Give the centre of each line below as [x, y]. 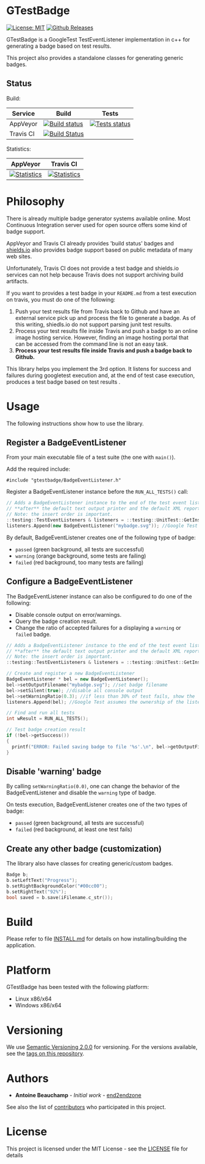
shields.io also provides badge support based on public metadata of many [100, 250]
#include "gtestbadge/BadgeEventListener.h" [64, 480]
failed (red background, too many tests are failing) [79, 562]
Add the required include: [38, 469]
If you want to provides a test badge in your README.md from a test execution [101, 293]
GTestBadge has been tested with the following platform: [78, 987]
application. [21, 946]
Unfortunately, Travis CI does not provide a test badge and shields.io [92, 268]
